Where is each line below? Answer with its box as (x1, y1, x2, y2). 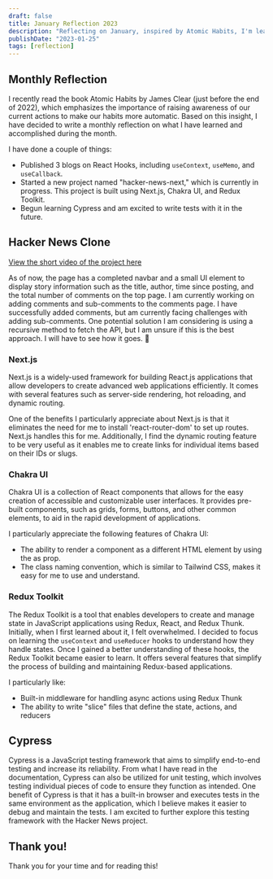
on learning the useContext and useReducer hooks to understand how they (8, 636, 254, 645)
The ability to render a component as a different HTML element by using (19, 544, 262, 554)
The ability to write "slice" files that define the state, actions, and (19, 702, 237, 711)
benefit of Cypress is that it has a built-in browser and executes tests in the (8, 790, 260, 800)
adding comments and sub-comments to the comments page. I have (8, 299, 238, 308)
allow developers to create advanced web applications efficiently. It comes (8, 381, 258, 391)
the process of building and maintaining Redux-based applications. (8, 661, 233, 671)
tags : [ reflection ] (8, 42, 75, 50)
